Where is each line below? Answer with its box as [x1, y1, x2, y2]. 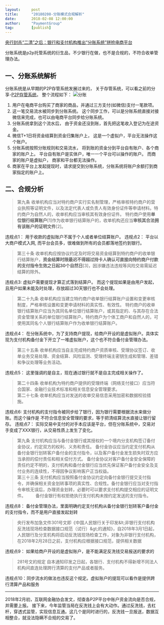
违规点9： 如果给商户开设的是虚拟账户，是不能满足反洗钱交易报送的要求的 [5, 548, 155, 554]
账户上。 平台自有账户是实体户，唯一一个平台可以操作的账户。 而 [20, 151, 152, 157]
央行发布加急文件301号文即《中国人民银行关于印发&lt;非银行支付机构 [17, 519, 155, 525]
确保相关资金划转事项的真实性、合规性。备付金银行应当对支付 [30, 480, 154, 486]
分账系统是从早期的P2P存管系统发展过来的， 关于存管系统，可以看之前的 [5, 85, 151, 91]
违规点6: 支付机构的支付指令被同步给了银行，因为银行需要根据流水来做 [5, 409, 147, 415]
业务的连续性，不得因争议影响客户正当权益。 [21, 468, 111, 474]
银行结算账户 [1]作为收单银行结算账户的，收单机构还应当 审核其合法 [21, 217, 155, 223]
